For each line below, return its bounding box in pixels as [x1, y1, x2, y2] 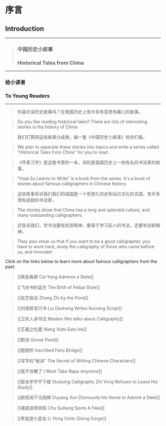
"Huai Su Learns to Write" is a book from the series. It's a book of [17, 176, 151, 182]
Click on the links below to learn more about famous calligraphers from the [5, 259, 157, 265]
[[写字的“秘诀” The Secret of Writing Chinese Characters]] [17, 358, 136, 364]
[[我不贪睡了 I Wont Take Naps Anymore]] [17, 368, 102, 374]
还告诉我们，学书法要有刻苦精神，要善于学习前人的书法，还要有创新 [17, 223, 156, 229]
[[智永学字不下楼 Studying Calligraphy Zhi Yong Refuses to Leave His [17, 379, 158, 385]
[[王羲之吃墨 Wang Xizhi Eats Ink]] [17, 326, 87, 332]
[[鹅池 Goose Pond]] [17, 337, 59, 343]
